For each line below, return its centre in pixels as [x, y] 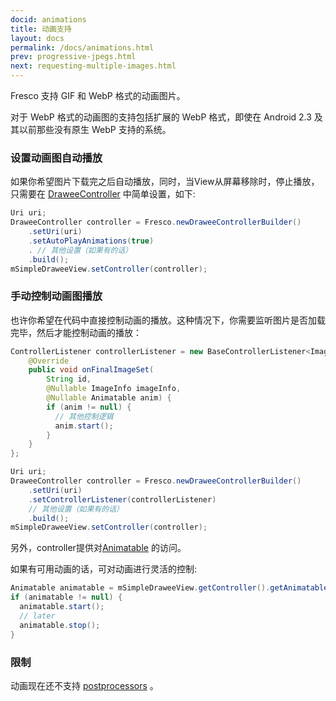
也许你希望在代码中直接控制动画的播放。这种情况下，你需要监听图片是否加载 [168, 320]
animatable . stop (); [60, 625]
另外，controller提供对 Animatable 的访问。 [98, 548]
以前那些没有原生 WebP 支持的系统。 [95, 129]
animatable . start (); [62, 607]
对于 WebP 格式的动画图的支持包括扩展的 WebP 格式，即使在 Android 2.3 [161, 117]
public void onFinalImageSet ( [91, 370]
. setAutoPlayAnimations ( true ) [91, 241]
